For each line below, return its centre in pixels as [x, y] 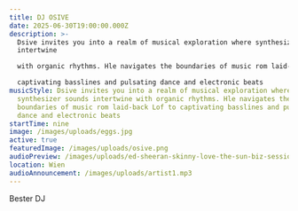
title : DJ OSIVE [39, 17]
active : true [33, 140]
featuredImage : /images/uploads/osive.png [89, 148]
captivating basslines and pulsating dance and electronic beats [141, 82]
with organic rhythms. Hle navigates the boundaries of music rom [142, 66]
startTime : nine [39, 124]
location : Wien [37, 165]
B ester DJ [27, 198]
